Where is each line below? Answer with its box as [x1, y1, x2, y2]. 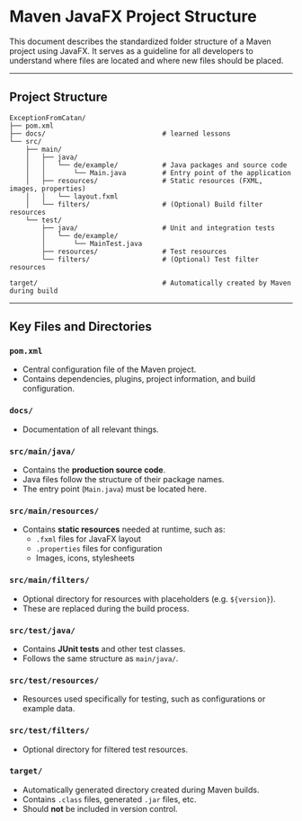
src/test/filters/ [9, 726, 90, 736]
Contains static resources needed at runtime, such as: [22, 524, 226, 535]
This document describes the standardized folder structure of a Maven [9, 36, 271, 47]
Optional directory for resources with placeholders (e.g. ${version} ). [22, 593, 276, 604]
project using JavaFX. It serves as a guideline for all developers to [9, 45, 253, 56]
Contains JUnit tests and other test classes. [22, 643, 186, 654]
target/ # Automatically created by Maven [9, 278, 292, 287]
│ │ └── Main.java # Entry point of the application [25, 168, 292, 177]
